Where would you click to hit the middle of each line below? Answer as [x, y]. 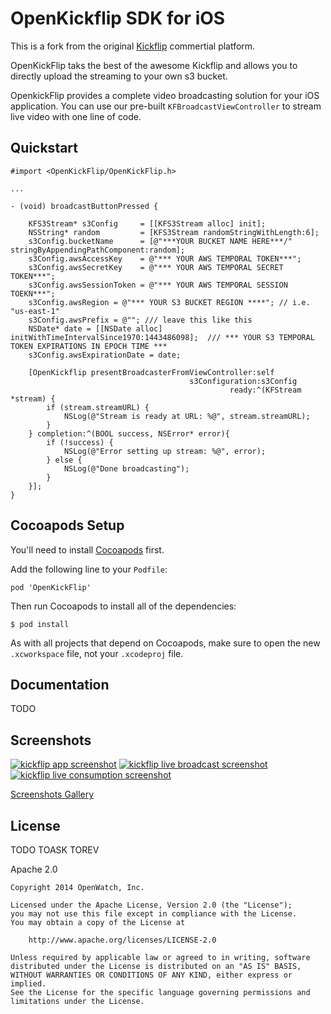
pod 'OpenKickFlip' [51, 587]
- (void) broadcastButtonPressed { [84, 206]
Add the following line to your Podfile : [89, 569]
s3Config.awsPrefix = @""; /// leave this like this [140, 320]
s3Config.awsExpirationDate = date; [105, 355]
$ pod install [40, 624]
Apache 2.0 [34, 869]
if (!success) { [80, 442]
